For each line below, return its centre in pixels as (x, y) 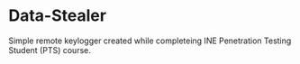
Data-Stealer (58, 16)
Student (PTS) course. (50, 50)
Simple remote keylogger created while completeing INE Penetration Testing (150, 41)
